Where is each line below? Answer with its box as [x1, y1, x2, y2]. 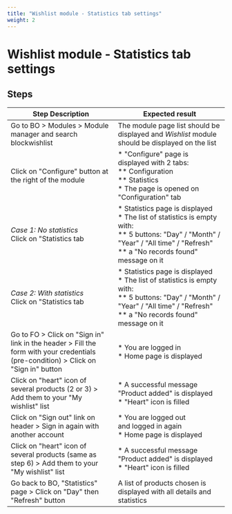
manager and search [10, 129, 78, 139]
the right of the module [10, 175, 85, 184]
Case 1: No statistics [10, 225, 79, 235]
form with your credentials [10, 347, 96, 356]
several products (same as [10, 450, 97, 459]
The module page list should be [117, 120, 220, 130]
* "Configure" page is [117, 149, 188, 159]
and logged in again [117, 421, 182, 430]
